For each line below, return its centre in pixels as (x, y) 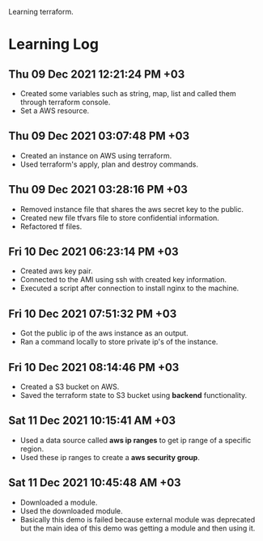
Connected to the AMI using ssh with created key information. (123, 280)
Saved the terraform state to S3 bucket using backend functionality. (134, 395)
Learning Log (54, 44)
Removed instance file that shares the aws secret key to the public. (132, 209)
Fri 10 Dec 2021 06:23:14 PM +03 (94, 252)
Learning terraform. (41, 12)
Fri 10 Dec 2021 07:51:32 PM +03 (93, 313)
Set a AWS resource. (55, 111)
